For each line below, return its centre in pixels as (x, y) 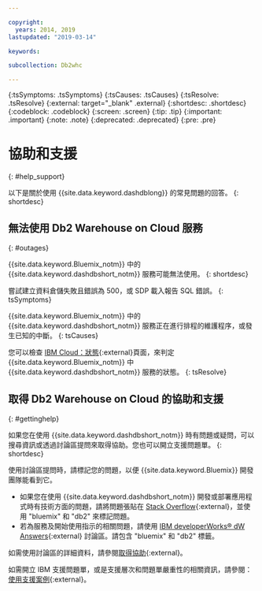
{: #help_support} (37, 177)
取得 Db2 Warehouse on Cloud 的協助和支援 (116, 399)
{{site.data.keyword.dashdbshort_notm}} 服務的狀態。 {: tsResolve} (117, 372)
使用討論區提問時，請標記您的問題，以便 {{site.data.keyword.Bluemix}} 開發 (131, 470)
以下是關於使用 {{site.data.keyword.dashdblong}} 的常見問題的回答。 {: (124, 193)
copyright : (26, 22)
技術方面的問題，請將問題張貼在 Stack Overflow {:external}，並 (142, 506)
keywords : (24, 51)
